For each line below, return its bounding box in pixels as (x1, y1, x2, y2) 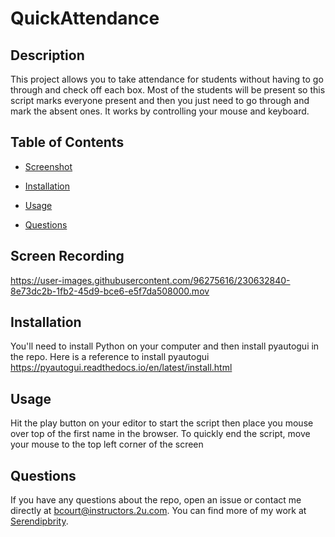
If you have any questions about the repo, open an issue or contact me (10, 494, 302, 506)
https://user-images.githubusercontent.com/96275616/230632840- (10, 274, 291, 286)
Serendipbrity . (10, 515, 69, 527)
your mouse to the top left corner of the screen (10, 438, 204, 451)
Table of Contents (10, 134, 125, 151)
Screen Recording (10, 248, 125, 265)
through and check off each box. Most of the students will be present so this (10, 84, 326, 96)
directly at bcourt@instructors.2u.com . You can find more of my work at (10, 505, 307, 517)
